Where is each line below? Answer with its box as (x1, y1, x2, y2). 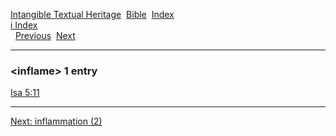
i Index (10, 19, 38, 31)
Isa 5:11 (10, 87, 40, 99)
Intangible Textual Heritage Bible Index (10, 9, 175, 20)
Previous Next (14, 30, 76, 41)
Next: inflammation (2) (10, 115, 103, 128)
